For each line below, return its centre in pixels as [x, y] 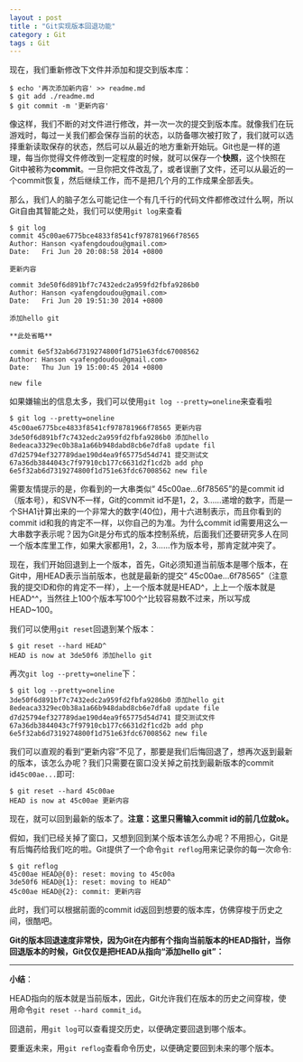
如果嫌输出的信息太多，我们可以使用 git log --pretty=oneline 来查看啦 [141, 401]
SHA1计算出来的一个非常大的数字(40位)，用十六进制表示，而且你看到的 [149, 512]
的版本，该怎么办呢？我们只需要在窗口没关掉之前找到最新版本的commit [142, 763]
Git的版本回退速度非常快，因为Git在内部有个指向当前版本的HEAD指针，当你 [150, 940]
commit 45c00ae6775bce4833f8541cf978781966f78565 [105, 236]
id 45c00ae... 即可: [42, 775]
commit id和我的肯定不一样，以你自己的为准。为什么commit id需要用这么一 [149, 523]
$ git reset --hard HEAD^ [58, 646]
